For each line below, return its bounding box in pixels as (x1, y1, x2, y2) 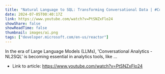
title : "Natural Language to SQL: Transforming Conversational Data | (5, 7, 153, 12)
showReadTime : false (5, 26, 48, 31)
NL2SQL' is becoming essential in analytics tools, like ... (5, 53, 118, 59)
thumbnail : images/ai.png (5, 30, 58, 35)
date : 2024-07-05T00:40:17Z (5, 12, 63, 17)
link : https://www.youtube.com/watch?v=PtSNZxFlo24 (5, 16, 113, 21)
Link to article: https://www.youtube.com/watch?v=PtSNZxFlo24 (12, 63, 143, 69)
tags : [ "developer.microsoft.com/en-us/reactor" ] (5, 35, 109, 40)
